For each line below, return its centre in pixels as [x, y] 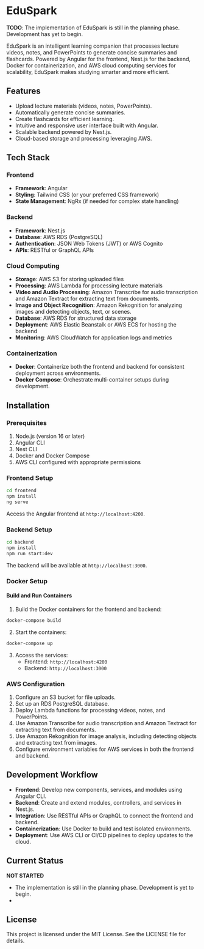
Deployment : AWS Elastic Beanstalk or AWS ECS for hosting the [96, 325]
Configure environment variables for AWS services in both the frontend [104, 749]
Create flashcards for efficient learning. [65, 119]
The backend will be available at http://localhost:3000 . [77, 565]
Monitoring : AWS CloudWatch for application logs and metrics [93, 338]
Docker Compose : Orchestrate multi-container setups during [92, 380]
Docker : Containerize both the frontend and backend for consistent [100, 367]
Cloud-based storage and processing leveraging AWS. [83, 138]
